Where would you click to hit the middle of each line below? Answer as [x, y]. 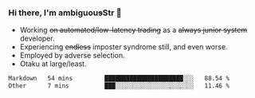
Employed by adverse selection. [72, 56]
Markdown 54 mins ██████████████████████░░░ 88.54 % [119, 79]
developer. [37, 38]
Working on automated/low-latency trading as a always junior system [133, 30]
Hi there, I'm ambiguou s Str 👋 [65, 13]
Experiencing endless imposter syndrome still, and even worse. [124, 47]
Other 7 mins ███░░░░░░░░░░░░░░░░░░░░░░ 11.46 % [119, 86]
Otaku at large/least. [53, 64]
